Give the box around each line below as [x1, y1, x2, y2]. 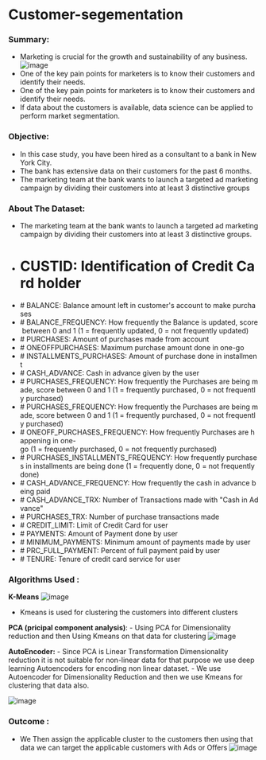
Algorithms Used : [8, 574, 79, 585]
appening [19, 436, 52, 446]
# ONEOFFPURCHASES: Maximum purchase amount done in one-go [19, 343, 245, 353]
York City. [19, 158, 52, 167]
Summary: [8, 34, 50, 45]
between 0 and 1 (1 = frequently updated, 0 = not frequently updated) [21, 326, 249, 336]
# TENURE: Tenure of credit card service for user [19, 555, 181, 564]
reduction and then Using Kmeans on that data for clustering [8, 631, 206, 641]
